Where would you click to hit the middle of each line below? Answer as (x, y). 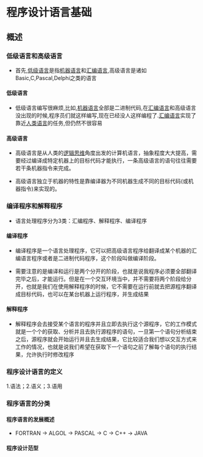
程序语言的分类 (28, 404)
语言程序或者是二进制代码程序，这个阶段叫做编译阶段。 (90, 258)
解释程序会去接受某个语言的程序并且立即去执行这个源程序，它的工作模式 (106, 324)
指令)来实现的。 (40, 189)
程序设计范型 (22, 448)
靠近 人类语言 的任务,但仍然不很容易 (59, 123)
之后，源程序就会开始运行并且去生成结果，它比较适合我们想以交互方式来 (106, 339)
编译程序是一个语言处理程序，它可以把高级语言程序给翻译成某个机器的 (103, 250)
